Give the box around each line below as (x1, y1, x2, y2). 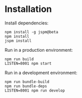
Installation (4, 3, 52, 15)
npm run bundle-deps (4, 84, 48, 89)
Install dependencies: (4, 20, 49, 26)
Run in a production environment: (4, 47, 73, 53)
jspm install (4, 38, 32, 43)
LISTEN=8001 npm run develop (4, 88, 65, 93)
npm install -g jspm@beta (4, 29, 58, 34)
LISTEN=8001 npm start (4, 61, 52, 66)
